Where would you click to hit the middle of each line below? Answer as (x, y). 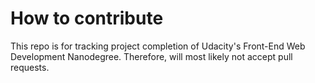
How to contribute (87, 18)
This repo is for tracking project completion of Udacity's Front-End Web (158, 46)
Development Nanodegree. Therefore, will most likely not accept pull (151, 56)
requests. (30, 67)
